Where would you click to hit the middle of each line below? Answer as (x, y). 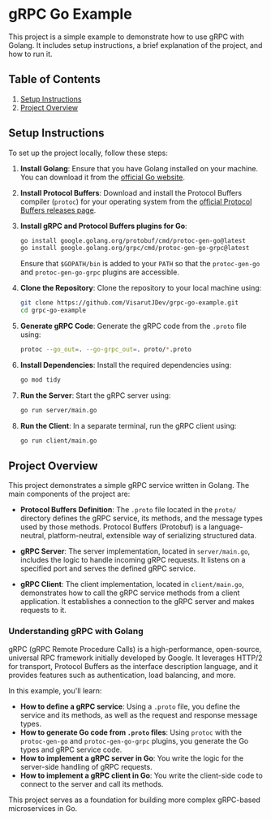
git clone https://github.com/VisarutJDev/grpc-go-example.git (129, 303)
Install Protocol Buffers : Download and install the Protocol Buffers (131, 192)
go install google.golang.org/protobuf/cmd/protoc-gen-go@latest (133, 240)
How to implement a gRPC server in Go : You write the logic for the (132, 758)
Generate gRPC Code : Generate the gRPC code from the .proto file (133, 326)
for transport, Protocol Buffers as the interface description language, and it (133, 666)
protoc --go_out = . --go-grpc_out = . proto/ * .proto (106, 350)
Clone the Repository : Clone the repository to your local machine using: (141, 288)
